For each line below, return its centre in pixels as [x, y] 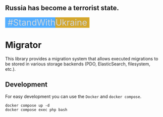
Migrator [24, 45]
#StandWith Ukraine [47, 22]
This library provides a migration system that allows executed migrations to [82, 58]
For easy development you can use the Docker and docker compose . [73, 96]
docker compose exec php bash [36, 110]
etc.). [10, 69]
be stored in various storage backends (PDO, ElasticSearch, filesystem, [78, 64]
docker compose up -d [27, 105]
